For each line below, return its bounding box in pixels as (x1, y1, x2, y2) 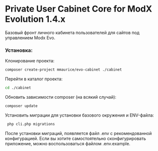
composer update (5, 103, 38, 108)
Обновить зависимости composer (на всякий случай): (5, 94, 117, 100)
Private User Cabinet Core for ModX (5, 3, 152, 15)
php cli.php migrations (7, 121, 55, 126)
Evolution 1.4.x (5, 14, 66, 25)
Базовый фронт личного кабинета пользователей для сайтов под (5, 30, 140, 35)
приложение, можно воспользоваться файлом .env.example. (5, 140, 130, 146)
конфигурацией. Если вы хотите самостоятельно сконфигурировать (5, 136, 146, 141)
